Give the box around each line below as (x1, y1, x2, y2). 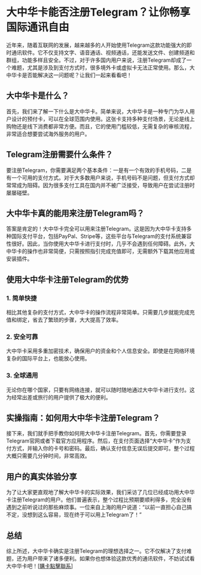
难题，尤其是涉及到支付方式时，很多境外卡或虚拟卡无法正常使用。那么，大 (11, 64, 195, 71)
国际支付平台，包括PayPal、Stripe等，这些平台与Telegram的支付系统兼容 (11, 233, 192, 240)
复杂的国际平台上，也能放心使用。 (6, 355, 90, 362)
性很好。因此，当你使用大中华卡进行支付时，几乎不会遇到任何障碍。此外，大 (6, 240, 195, 248)
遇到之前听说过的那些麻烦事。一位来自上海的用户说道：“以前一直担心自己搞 (6, 504, 193, 511)
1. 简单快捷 (6, 294, 37, 302)
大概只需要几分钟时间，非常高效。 (6, 452, 90, 459)
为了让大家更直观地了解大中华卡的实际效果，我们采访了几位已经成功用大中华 (6, 489, 195, 496)
